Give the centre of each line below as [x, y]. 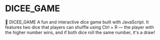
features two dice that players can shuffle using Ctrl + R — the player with [80, 27]
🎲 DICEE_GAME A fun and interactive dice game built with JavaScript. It [77, 22]
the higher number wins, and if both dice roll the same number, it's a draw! [80, 32]
